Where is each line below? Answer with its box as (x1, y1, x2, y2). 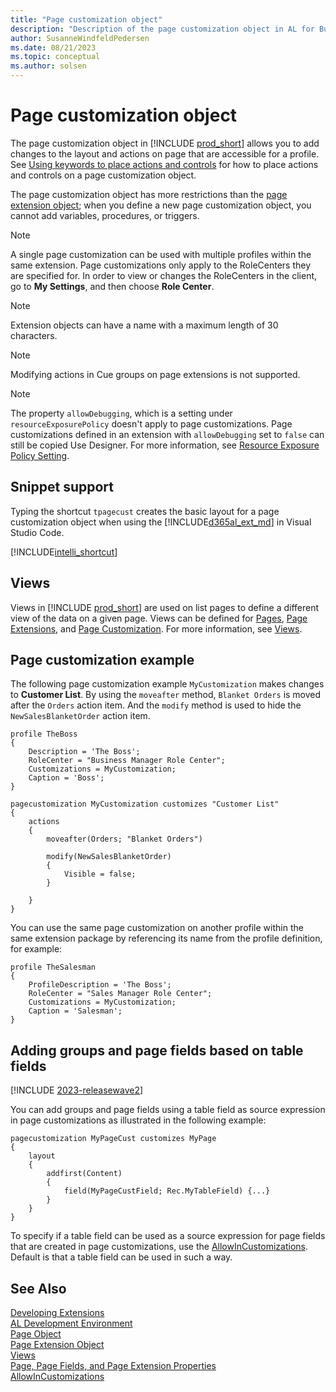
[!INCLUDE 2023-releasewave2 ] (10, 1084, 144, 1096)
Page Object (10, 1328, 62, 1340)
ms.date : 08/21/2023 (10, 42, 97, 53)
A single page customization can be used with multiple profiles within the (10, 248, 312, 260)
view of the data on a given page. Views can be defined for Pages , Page (10, 612, 308, 624)
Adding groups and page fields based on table (10, 1042, 304, 1059)
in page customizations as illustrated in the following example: (10, 1114, 267, 1126)
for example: (10, 943, 63, 955)
